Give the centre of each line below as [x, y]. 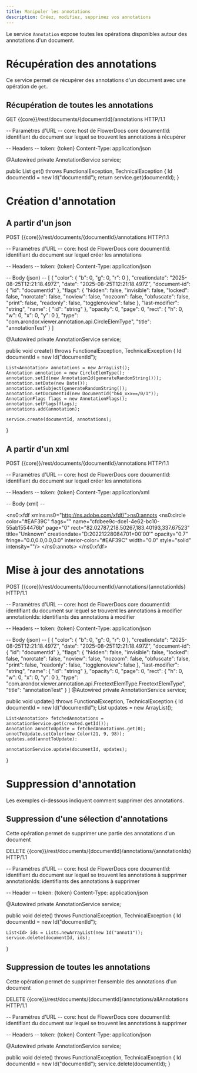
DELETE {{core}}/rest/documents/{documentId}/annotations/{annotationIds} [99, 851]
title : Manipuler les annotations [49, 12]
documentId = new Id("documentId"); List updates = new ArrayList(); [89, 708]
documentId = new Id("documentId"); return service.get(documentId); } [93, 178]
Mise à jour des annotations [75, 570]
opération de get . [27, 87]
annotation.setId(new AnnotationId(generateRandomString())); [84, 378]
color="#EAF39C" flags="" [39, 521]
